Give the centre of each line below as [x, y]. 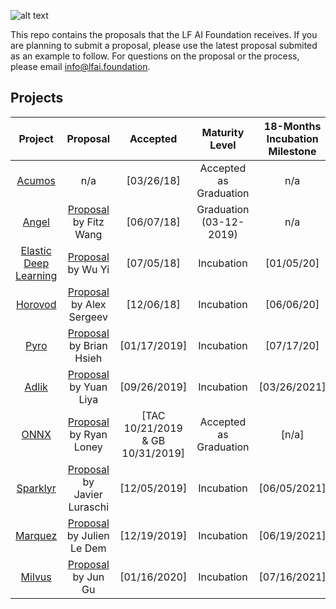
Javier [88, 494]
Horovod [36, 304]
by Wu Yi [88, 269]
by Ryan [88, 434]
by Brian [88, 345]
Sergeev [88, 317]
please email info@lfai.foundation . [80, 66]
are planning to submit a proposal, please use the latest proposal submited [164, 45]
